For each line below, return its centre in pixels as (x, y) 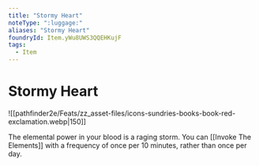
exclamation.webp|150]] (47, 121)
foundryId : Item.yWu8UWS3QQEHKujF (65, 38)
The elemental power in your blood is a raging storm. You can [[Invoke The (129, 137)
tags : (17, 45)
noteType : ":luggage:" (45, 23)
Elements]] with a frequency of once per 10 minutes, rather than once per (128, 145)
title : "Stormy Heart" (45, 15)
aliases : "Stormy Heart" (49, 30)
